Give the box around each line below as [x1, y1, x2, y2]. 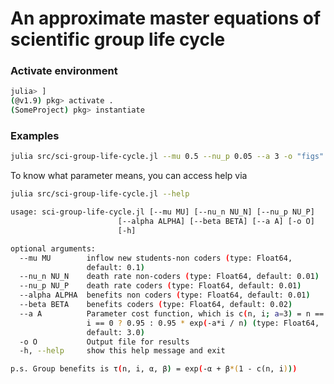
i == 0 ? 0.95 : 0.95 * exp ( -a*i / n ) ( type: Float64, [86, 318, 320, 328]
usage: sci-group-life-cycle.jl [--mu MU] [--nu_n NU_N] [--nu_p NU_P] [10, 207, 315, 217]
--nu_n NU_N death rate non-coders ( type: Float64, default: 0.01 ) [19, 272, 320, 282]
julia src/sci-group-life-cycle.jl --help [10, 189, 190, 199]
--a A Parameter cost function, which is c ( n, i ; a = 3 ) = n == [19, 308, 325, 319]
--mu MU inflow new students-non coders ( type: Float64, [19, 253, 293, 263]
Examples [10, 129, 60, 143]
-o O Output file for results [19, 337, 190, 347]
